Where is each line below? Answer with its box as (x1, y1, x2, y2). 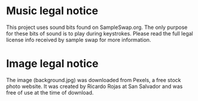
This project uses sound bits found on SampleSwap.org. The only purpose (6, 24, 188, 31)
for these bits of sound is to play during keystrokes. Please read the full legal (6, 30, 193, 37)
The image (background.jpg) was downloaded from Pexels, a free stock (6, 76, 181, 83)
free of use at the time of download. (6, 89, 94, 96)
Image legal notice (6, 57, 99, 70)
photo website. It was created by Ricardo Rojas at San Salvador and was (6, 83, 183, 90)
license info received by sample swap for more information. (6, 36, 151, 43)
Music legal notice (6, 4, 98, 18)
